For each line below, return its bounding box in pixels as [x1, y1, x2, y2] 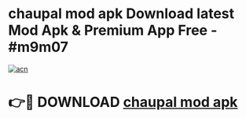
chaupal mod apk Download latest [8, 5, 235, 23]
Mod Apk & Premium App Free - [8, 21, 218, 39]
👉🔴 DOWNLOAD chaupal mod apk [8, 94, 238, 111]
